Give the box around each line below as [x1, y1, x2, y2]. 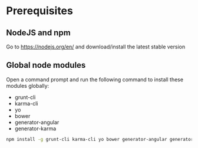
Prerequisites [6, 4, 74, 18]
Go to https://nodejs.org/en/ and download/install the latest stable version [6, 43, 186, 50]
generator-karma [14, 125, 57, 132]
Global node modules [6, 60, 86, 70]
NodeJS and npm [6, 28, 71, 38]
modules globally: [6, 82, 49, 89]
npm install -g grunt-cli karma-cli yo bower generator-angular [6, 136, 167, 142]
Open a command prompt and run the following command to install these [6, 75, 184, 83]
